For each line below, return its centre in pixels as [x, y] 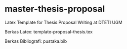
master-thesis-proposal [55, 9]
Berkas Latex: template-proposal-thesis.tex [49, 32]
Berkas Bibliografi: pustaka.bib [36, 41]
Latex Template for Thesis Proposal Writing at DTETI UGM [63, 22]
